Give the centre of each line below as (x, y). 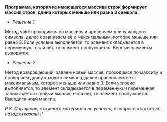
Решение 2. (25, 63)
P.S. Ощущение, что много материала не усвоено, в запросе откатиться (83, 109)
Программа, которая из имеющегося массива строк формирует (76, 7)
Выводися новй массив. (31, 99)
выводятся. (17, 53)
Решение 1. (24, 22)
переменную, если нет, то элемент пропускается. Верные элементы (79, 48)
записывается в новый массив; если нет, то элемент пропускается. (77, 94)
